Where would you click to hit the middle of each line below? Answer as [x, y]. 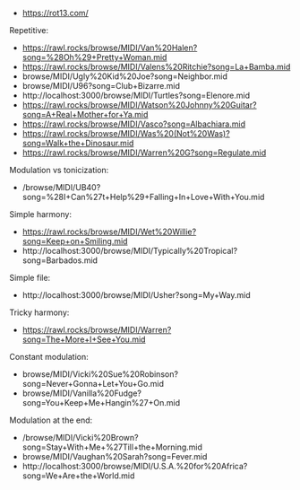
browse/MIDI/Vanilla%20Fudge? [81, 393]
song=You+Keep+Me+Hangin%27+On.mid [101, 402]
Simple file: [30, 278]
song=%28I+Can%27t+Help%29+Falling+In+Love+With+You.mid [143, 197]
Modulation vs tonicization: [59, 170]
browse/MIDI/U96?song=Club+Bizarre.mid [101, 86]
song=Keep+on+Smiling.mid [75, 241]
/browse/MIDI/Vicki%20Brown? [80, 437]
